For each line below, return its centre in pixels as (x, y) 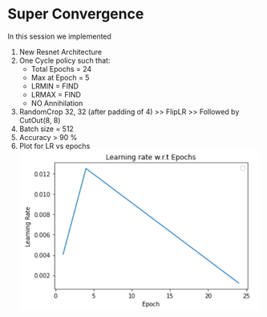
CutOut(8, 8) (40, 120)
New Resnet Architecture (60, 51)
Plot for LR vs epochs (55, 146)
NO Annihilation (57, 103)
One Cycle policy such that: (65, 60)
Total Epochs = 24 (61, 68)
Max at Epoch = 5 (60, 77)
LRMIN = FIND (55, 86)
